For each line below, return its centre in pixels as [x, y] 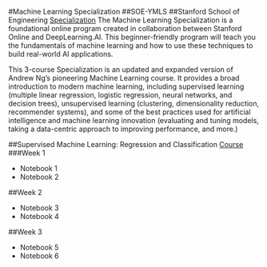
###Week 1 [27, 153]
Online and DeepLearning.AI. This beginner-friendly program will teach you [132, 37]
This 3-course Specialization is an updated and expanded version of [121, 70]
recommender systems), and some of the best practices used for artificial [130, 112]
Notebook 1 [39, 168]
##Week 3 [25, 232]
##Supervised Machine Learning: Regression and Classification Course [126, 144]
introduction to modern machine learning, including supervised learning [126, 86]
